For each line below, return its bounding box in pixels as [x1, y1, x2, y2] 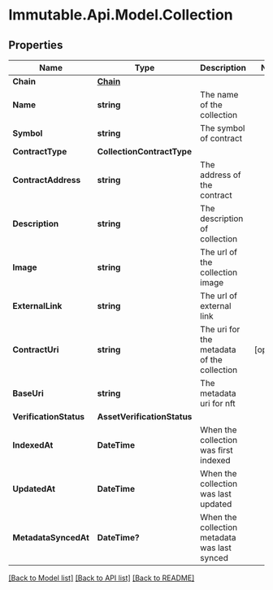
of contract [200, 132, 242, 144]
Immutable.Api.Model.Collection [8, 6, 233, 24]
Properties [8, 38, 63, 52]
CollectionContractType [97, 146, 193, 157]
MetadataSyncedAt [12, 532, 89, 543]
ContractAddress [12, 175, 81, 185]
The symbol [200, 123, 245, 133]
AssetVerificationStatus [97, 411, 193, 422]
